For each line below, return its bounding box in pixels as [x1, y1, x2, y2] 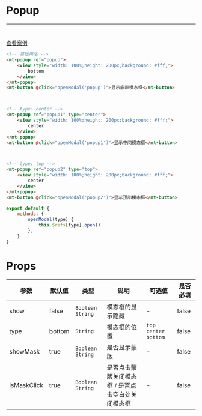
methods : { [17, 211, 44, 217]
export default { [6, 205, 50, 211]
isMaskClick [9, 381, 44, 389]
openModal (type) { [28, 217, 74, 223]
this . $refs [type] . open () [38, 222, 101, 228]
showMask [9, 347, 40, 355]
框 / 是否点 [106, 381, 136, 390]
